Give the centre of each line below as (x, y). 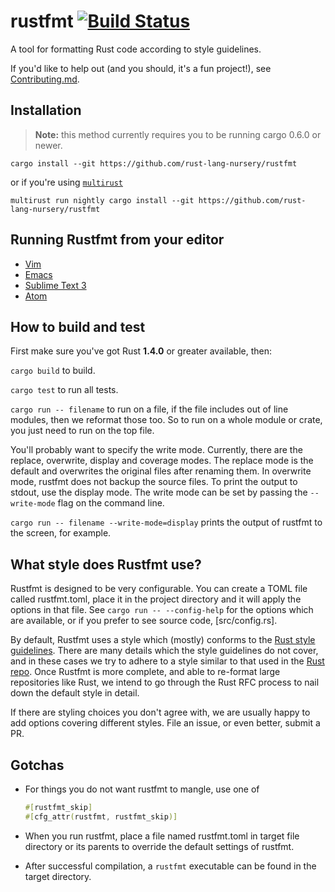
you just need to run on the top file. (82, 431)
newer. (48, 145)
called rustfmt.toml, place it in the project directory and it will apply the (156, 599)
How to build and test (78, 326)
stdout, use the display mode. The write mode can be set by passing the (159, 492)
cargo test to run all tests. (64, 390)
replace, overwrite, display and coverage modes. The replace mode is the (162, 461)
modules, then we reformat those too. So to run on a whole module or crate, (166, 420)
